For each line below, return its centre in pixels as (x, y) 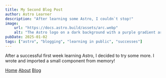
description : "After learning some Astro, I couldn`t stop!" (69, 19)
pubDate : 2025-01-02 (26, 37)
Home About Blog (23, 70)
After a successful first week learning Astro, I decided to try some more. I (80, 55)
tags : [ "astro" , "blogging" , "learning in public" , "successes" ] (74, 42)
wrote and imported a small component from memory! (60, 61)
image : (12, 23)
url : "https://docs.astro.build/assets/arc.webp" (66, 28)
